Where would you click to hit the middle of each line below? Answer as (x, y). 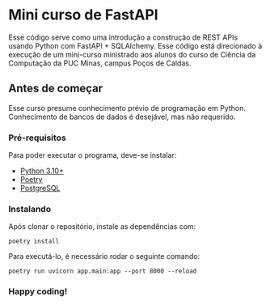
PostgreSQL (40, 189)
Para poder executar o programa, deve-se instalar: (93, 155)
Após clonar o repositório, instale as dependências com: (102, 227)
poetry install (34, 241)
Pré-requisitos (37, 138)
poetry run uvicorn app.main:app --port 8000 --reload (103, 271)
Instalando (30, 209)
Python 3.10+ (42, 171)
